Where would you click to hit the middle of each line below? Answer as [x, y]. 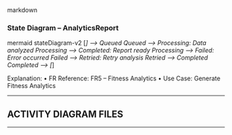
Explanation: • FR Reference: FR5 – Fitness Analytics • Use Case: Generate [114, 78]
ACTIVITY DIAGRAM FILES [65, 114]
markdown [22, 10]
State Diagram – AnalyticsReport [63, 28]
